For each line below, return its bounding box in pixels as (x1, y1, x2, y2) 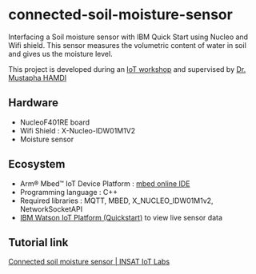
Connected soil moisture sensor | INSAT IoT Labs (8, 257, 170, 267)
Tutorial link (8, 236, 69, 249)
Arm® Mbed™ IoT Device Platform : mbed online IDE (19, 178, 190, 189)
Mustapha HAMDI (8, 73, 67, 82)
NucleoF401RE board (19, 117, 90, 127)
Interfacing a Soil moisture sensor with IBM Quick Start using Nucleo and (8, 32, 249, 42)
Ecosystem (8, 157, 66, 171)
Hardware (8, 96, 58, 109)
